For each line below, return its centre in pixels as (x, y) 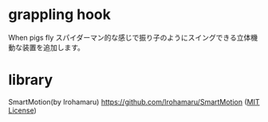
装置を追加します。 (53, 47)
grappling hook (60, 15)
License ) (23, 110)
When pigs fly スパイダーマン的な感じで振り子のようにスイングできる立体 (130, 37)
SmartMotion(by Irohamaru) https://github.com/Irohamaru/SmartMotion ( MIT (134, 101)
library (31, 80)
